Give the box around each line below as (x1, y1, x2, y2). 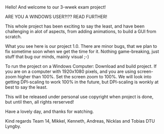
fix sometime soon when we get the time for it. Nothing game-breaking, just (5, 49, 159, 54)
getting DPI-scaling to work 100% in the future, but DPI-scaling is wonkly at (5, 79, 159, 85)
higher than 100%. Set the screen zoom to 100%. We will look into (17, 74, 152, 79)
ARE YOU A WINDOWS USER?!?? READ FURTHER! (5, 14, 108, 19)
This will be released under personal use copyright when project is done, (5, 94, 154, 100)
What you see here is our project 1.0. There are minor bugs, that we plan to (5, 43, 157, 49)
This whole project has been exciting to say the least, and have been (5, 23, 145, 29)
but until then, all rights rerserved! (5, 99, 74, 105)
